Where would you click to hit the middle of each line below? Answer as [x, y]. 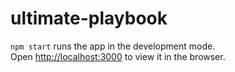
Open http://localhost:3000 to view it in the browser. [118, 56]
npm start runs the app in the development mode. [113, 46]
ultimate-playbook [89, 18]
